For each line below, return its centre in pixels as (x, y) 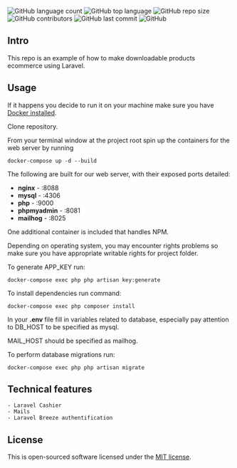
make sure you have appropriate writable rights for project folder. (103, 253)
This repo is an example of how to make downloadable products (101, 58)
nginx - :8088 (38, 188)
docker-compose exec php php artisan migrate (76, 367)
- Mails (19, 412)
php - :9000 (36, 203)
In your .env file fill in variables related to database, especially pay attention (118, 319)
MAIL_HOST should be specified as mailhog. (73, 341)
